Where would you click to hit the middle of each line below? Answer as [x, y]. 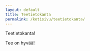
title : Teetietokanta [28, 14]
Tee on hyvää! [20, 43]
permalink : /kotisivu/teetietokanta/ [45, 19]
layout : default [22, 10]
